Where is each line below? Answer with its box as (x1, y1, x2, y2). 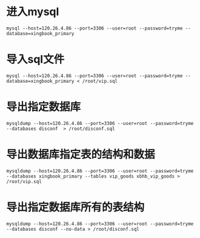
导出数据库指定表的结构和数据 (6, 148, 156, 161)
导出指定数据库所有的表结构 (6, 200, 145, 214)
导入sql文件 (6, 53, 65, 66)
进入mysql (6, 5, 59, 19)
